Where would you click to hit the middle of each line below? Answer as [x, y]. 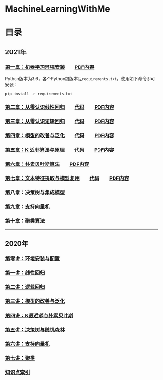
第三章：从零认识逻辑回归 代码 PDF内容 [60, 121]
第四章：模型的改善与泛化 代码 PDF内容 [60, 135]
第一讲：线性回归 [25, 273]
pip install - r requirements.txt [39, 94]
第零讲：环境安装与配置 [32, 258]
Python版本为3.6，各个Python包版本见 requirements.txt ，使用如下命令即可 [80, 79]
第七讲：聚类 [20, 358]
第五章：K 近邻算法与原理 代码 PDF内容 [59, 150]
